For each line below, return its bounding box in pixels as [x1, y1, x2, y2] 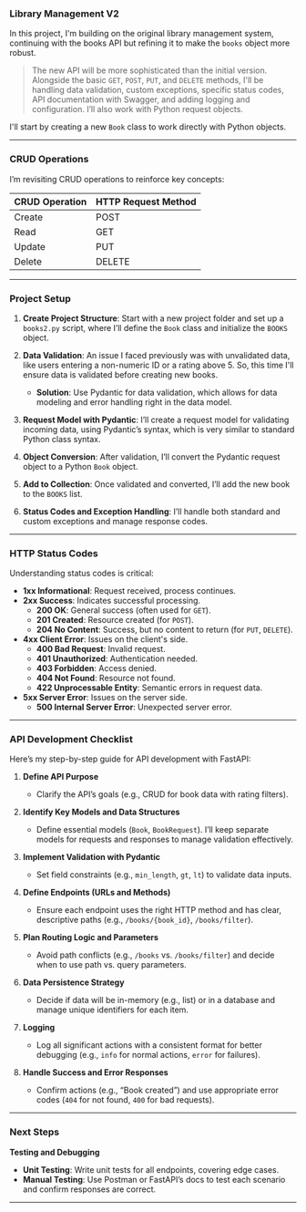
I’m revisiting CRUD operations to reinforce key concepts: [9, 173, 225, 184]
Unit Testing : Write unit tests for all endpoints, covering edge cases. [22, 1164, 280, 1175]
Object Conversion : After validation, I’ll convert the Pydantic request [22, 451, 280, 462]
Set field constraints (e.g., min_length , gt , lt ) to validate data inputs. [36, 869, 292, 880]
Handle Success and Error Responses [22, 1067, 168, 1078]
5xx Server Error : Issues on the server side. [22, 692, 189, 703]
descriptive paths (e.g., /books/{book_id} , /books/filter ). [36, 915, 253, 926]
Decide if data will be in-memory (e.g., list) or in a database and [36, 995, 276, 1006]
